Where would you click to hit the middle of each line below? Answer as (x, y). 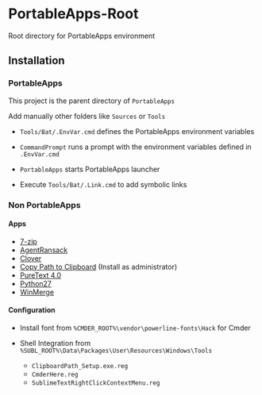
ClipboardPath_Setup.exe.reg (80, 366)
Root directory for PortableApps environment (82, 36)
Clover (31, 258)
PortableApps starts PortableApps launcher (90, 169)
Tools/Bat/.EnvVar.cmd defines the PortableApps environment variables (137, 131)
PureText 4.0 (40, 275)
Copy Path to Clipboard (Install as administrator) (98, 267)
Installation (37, 61)
